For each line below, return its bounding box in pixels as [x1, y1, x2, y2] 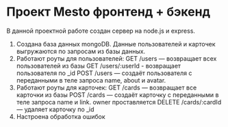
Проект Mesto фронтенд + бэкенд [6, 4, 211, 20]
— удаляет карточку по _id [16, 105, 94, 113]
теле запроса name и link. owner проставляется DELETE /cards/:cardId [16, 98, 222, 106]
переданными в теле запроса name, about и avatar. [16, 76, 166, 84]
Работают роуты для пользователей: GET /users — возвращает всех [16, 54, 217, 62]
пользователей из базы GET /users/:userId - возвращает [16, 61, 181, 70]
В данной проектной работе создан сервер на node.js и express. [6, 27, 196, 35]
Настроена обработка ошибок [16, 112, 105, 120]
